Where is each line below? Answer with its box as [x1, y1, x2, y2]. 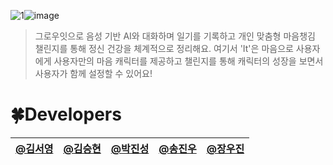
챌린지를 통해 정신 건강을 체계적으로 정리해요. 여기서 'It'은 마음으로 [34, 43, 294, 54]
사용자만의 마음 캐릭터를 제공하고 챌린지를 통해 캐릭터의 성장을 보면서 [53, 55, 324, 67]
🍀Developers [10, 103, 122, 126]
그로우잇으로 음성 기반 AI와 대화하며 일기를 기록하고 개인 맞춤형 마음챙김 [34, 30, 316, 42]
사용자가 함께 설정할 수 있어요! [34, 68, 153, 79]
